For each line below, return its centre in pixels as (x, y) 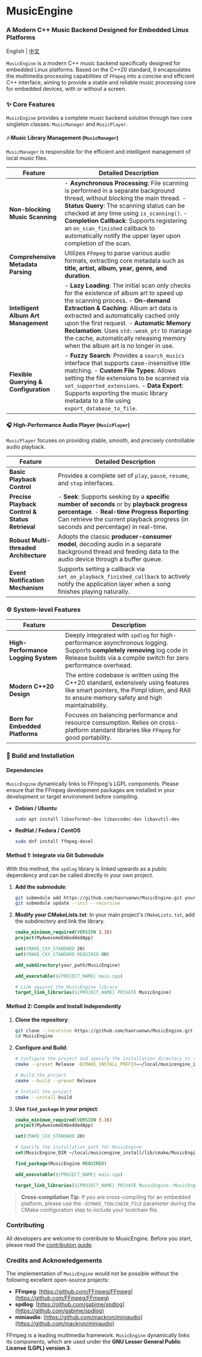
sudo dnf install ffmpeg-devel (54, 841)
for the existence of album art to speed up (124, 293)
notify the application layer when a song (115, 584)
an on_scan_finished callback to (110, 228)
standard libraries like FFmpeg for (135, 730)
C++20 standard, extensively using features (127, 683)
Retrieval (22, 527)
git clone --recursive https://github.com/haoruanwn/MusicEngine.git (104, 1031)
